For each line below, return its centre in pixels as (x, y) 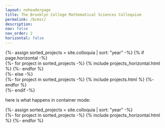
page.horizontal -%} (27, 58)
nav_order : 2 (19, 33)
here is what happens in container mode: (48, 100)
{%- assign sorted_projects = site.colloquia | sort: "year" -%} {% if (75, 52)
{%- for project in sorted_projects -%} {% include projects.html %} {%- (80, 79)
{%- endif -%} (20, 90)
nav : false (17, 29)
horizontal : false (25, 38)
